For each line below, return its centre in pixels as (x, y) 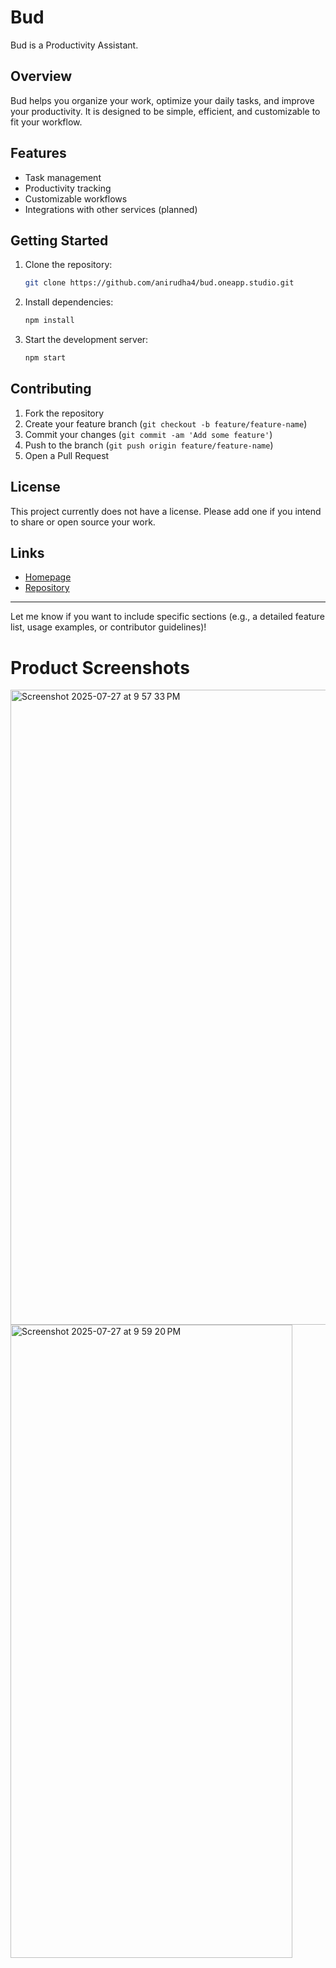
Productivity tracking (68, 188)
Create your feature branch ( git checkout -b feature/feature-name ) (166, 423)
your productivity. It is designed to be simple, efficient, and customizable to (165, 111)
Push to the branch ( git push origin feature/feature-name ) (149, 445)
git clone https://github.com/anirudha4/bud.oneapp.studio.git (159, 283)
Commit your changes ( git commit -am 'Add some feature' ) (148, 434)
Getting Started (59, 240)
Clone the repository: (68, 265)
